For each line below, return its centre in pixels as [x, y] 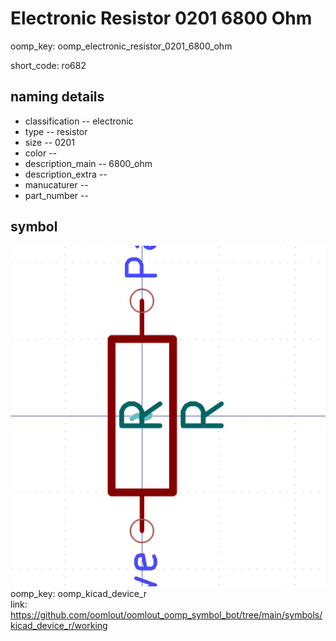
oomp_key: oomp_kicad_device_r [79, 594]
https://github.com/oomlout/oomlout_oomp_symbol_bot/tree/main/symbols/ [166, 615]
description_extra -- [66, 174]
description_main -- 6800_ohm [88, 163]
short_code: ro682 [48, 65]
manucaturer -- [56, 184]
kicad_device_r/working [59, 626]
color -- [41, 153]
